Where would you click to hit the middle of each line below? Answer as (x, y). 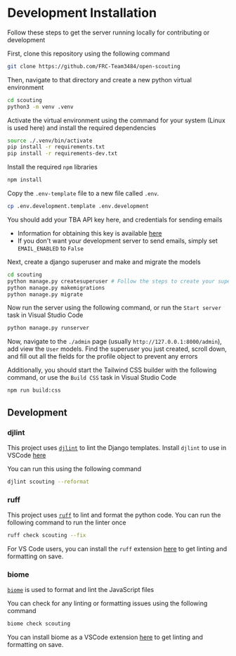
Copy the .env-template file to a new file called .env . (83, 193)
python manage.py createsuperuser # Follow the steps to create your (111, 281)
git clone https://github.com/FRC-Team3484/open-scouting (94, 66)
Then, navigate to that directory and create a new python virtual (99, 79)
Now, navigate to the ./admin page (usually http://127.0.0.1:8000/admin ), (115, 342)
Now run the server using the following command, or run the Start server (114, 308)
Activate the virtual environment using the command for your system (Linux (117, 120)
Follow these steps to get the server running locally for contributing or (109, 32)
